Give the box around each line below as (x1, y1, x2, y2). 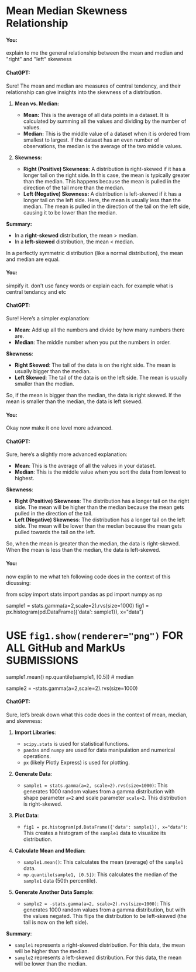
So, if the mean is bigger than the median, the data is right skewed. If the (6, 392, 181, 398)
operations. (23, 752, 51, 759)
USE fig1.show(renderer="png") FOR (6, 629, 183, 642)
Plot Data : (14, 812, 39, 819)
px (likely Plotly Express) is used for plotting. (23, 759, 130, 766)
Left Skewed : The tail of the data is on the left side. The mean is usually (14, 374, 188, 381)
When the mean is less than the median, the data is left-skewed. (6, 547, 161, 554)
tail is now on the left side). (23, 919, 89, 926)
